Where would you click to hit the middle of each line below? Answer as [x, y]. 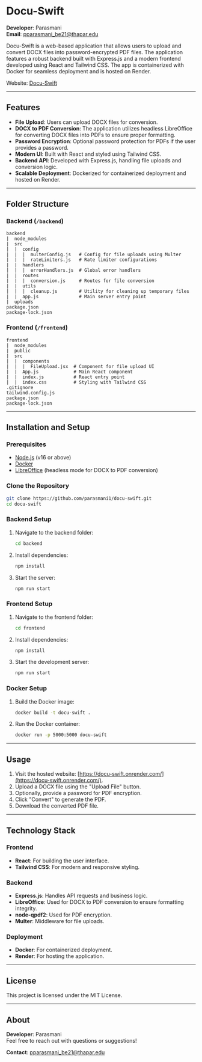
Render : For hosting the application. [60, 956]
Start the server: [35, 577]
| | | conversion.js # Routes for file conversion [80, 281]
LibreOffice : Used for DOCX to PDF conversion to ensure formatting [99, 902]
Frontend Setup [29, 604]
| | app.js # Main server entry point [76, 297]
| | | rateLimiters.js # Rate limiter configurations [82, 260]
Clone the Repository [38, 486]
